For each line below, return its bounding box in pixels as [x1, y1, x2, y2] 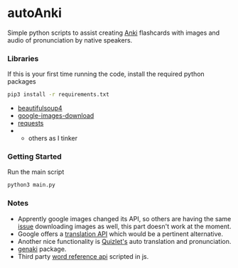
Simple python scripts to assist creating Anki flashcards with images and [7, 28, 220, 37]
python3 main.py [7, 182, 55, 189]
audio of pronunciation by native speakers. [7, 35, 133, 44]
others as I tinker [28, 134, 78, 143]
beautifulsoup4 [17, 104, 63, 113]
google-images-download [17, 111, 94, 120]
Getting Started [7, 152, 62, 162]
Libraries [7, 53, 39, 63]
